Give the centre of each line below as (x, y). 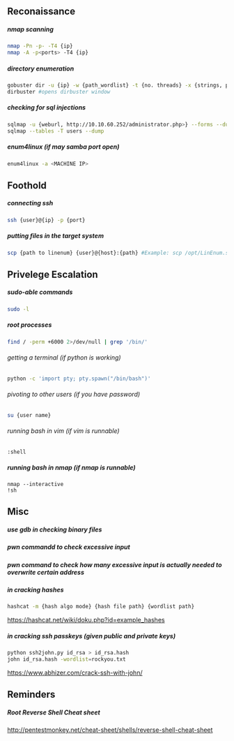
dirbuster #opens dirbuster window (59, 91)
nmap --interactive (36, 484)
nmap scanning (31, 29)
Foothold (27, 185)
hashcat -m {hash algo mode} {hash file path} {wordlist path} (101, 607)
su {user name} (29, 415)
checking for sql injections (46, 108)
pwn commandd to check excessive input (69, 547)
